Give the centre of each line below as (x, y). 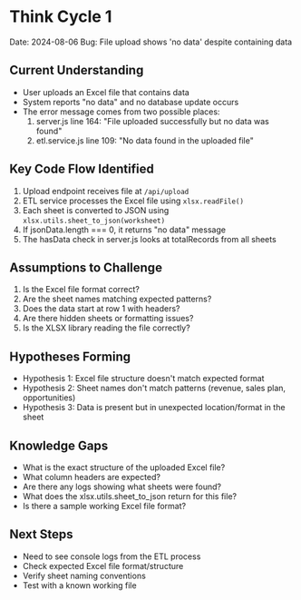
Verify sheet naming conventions (84, 575)
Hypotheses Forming (70, 356)
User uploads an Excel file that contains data (106, 92)
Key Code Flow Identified (82, 169)
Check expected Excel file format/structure (103, 566)
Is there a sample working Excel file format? (104, 506)
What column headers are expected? (92, 477)
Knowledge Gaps (59, 445)
